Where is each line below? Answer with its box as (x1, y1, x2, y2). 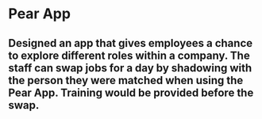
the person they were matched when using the (8, 73, 244, 87)
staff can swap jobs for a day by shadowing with (8, 61, 252, 75)
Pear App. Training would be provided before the (8, 86, 254, 99)
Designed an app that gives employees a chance (8, 36, 253, 50)
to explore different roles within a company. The (8, 48, 250, 62)
